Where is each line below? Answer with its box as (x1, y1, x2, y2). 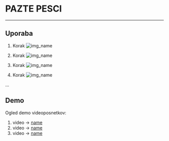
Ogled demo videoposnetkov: (5, 109, 66, 116)
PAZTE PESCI (5, 3, 62, 15)
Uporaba (5, 29, 33, 38)
